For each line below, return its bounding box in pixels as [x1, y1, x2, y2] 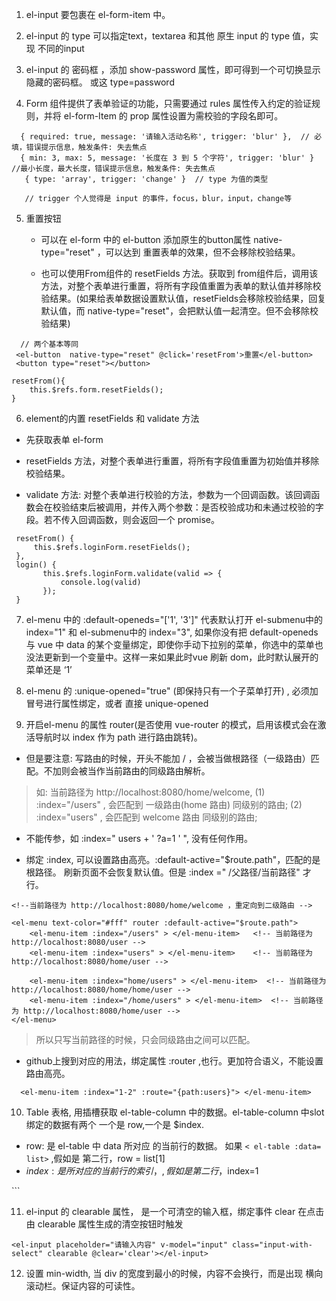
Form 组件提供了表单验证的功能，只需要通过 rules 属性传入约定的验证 [25, 98, 312, 109]
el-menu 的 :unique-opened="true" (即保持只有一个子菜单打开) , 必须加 [25, 685, 319, 697]
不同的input [37, 43, 85, 54]
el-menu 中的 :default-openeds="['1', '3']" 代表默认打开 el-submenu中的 [25, 614, 323, 625]
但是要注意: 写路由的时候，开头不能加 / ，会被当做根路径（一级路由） [25, 753, 311, 764]
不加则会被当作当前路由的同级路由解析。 [43, 765, 211, 777]
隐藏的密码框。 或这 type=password [25, 76, 175, 88]
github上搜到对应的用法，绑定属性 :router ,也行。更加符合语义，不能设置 [25, 1055, 324, 1067]
